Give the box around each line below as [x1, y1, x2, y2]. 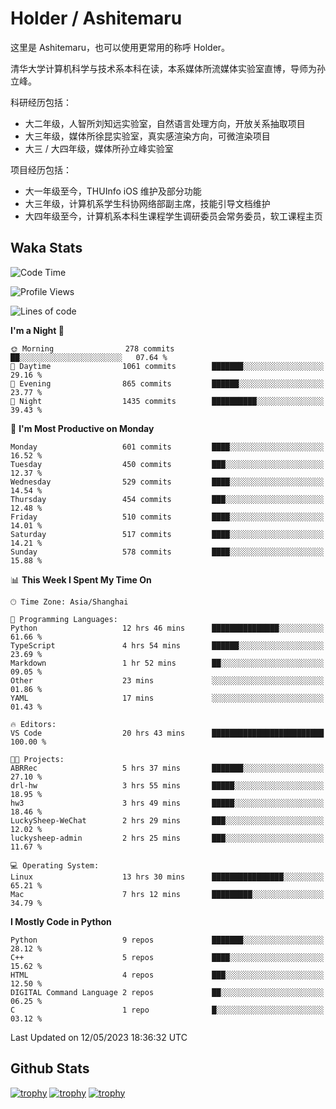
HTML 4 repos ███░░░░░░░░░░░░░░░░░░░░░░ [10, 970, 325, 980]
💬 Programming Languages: [10, 614, 118, 624]
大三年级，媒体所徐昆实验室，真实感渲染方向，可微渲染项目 [24, 130, 271, 142]
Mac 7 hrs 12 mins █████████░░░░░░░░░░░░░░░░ [10, 889, 325, 899]
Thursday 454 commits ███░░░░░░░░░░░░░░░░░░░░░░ [10, 494, 325, 504]
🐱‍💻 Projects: [10, 754, 65, 764]
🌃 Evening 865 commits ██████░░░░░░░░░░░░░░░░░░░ [10, 378, 325, 389]
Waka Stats [10, 240, 83, 257]
